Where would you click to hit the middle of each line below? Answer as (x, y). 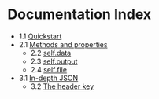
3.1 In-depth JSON (48, 78)
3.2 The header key (62, 86)
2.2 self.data (51, 53)
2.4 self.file (49, 69)
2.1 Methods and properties (63, 44)
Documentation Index (79, 15)
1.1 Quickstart (40, 36)
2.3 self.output (54, 61)
